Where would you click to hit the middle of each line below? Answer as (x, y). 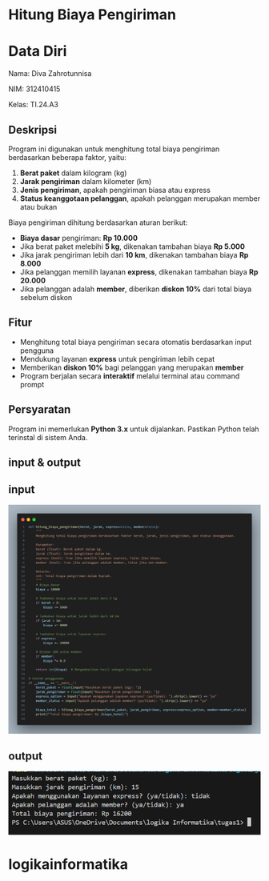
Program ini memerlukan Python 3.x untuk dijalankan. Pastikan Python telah (134, 429)
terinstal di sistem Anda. (48, 437)
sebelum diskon (46, 297)
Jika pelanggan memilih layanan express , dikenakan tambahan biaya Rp (139, 272)
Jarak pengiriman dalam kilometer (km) (86, 181)
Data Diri (38, 52)
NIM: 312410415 (34, 89)
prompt (32, 384)
